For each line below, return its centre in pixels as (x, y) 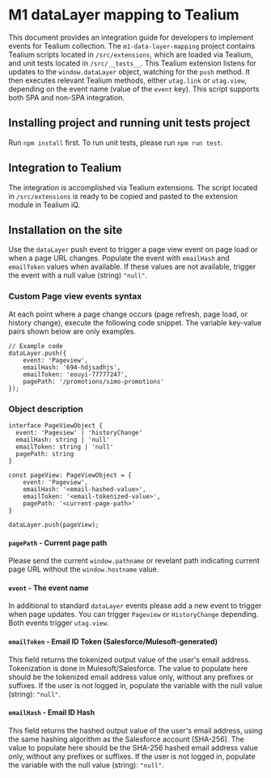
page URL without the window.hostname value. (84, 569)
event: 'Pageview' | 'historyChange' (79, 432)
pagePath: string (45, 454)
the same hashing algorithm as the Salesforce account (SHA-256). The (126, 739)
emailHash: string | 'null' (63, 440)
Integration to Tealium (65, 168)
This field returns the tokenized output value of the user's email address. (129, 659)
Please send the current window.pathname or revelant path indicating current (134, 561)
